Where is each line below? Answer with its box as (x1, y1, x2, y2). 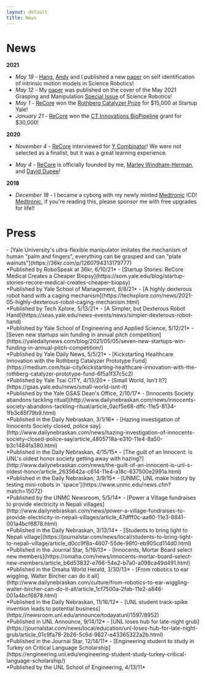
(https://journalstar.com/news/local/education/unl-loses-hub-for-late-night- (6, 624, 198, 632)
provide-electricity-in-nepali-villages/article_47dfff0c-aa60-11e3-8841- (6, 514, 186, 521)
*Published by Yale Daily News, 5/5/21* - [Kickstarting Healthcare (6, 350, 174, 358)
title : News (6, 15, 37, 21)
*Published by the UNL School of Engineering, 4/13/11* (6, 663, 146, 671)
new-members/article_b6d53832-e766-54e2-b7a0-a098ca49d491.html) (6, 559, 191, 567)
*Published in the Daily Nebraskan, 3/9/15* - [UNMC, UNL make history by (6, 474, 196, 482)
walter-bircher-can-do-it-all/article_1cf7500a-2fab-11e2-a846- (6, 586, 164, 593)
